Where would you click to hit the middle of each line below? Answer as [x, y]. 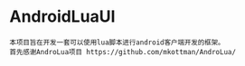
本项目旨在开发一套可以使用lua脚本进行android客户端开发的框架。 [117, 42]
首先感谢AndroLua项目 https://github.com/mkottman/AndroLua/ [123, 52]
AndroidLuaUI [62, 17]
